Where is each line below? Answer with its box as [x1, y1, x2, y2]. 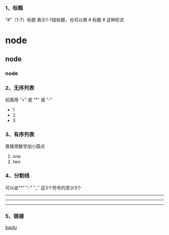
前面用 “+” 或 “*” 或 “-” [5, 97, 53, 103]
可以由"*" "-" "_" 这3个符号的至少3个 [5, 185, 82, 191]
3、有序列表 [5, 131, 35, 138]
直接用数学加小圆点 [5, 143, 45, 149]
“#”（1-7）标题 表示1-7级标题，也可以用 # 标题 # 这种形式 [5, 17, 125, 23]
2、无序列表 [5, 84, 35, 91]
